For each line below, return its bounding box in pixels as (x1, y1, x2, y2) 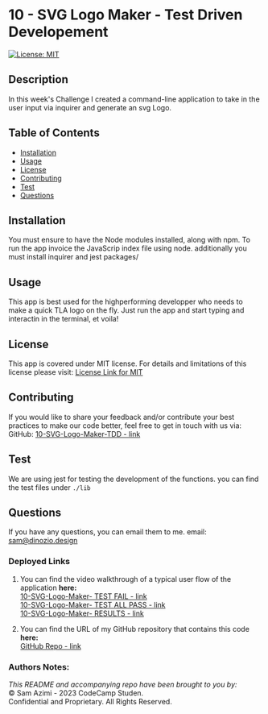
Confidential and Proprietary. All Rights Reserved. (8, 697, 173, 707)
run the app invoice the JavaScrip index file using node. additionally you (8, 243, 247, 253)
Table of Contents (8, 127, 101, 140)
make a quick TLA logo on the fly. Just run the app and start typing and (8, 305, 245, 315)
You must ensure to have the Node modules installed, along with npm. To (8, 235, 251, 245)
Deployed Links (8, 556, 71, 567)
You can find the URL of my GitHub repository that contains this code (19, 624, 249, 633)
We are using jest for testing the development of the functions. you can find (8, 474, 259, 484)
